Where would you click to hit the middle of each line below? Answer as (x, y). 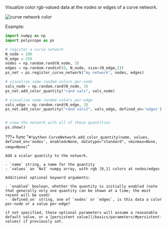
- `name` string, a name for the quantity (50, 164)
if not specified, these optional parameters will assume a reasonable (81, 212)
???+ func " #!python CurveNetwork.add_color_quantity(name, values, (77, 137)
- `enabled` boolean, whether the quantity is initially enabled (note (81, 186)
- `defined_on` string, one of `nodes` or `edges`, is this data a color (84, 199)
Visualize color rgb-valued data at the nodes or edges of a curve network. (81, 7)
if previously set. (43, 221)
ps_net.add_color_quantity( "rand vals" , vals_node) (60, 91)
